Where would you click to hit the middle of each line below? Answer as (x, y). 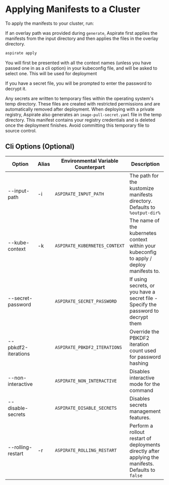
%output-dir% (145, 213)
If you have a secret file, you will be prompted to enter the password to (78, 83)
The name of (145, 220)
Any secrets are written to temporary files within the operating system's (79, 98)
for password (145, 357)
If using (138, 279)
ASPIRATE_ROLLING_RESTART (86, 450)
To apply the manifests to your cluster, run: (50, 23)
